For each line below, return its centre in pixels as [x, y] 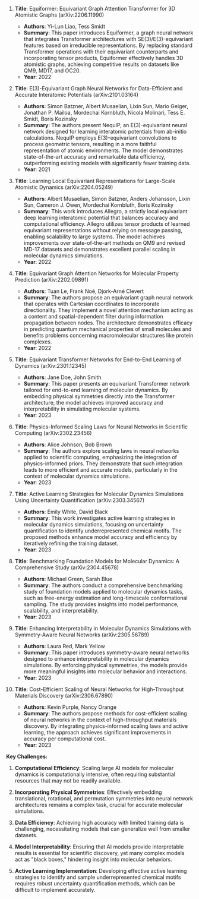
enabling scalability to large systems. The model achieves [94, 236]
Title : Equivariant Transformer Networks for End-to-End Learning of [98, 359]
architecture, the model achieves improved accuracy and [93, 403]
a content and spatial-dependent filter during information [93, 316]
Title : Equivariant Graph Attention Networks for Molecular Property [97, 273]
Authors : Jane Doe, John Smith [62, 377]
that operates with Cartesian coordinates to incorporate [91, 304]
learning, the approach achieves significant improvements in [97, 732]
